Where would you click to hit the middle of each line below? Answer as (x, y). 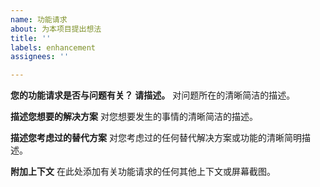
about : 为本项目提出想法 (56, 29)
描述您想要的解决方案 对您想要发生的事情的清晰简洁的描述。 (134, 117)
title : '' (31, 38)
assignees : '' (40, 57)
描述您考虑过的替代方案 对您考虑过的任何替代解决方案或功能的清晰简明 (156, 138)
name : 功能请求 (39, 19)
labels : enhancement (53, 47)
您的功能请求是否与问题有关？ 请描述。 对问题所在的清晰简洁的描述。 (153, 95)
